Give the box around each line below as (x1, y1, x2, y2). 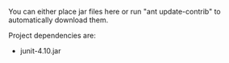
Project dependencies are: (8, 31, 97, 40)
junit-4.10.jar (19, 46, 61, 55)
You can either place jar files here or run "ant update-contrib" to (8, 7, 222, 16)
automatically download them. (8, 15, 109, 25)
